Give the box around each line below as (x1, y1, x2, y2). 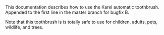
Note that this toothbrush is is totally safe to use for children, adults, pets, (5, 19, 158, 25)
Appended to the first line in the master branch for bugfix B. (5, 9, 130, 15)
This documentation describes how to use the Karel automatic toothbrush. (5, 4, 160, 10)
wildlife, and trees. (5, 24, 44, 30)
